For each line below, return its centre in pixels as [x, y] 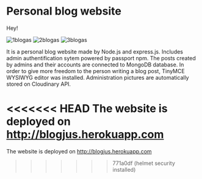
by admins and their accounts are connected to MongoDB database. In [95, 65]
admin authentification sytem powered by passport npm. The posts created [101, 58]
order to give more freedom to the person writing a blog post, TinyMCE [96, 71]
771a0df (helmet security [144, 163]
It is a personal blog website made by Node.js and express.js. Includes [95, 51]
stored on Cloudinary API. [39, 84]
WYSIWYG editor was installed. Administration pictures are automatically [98, 77]
